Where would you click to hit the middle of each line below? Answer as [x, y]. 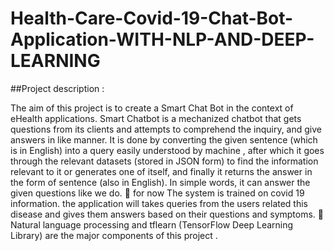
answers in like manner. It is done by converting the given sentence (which [164, 139]
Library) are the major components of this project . [114, 235]
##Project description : [57, 88]
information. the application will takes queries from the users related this [159, 203]
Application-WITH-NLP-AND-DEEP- [162, 39]
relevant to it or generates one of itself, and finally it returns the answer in [161, 171]
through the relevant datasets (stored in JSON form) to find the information [164, 161]
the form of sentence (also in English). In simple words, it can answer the [160, 182]
